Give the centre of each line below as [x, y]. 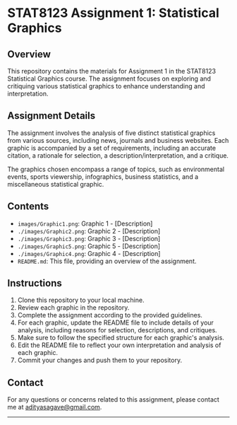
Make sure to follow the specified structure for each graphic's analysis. [121, 338]
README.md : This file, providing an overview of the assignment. [107, 261]
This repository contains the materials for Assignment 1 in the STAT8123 [112, 71]
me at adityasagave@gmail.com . [55, 407]
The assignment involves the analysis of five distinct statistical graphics [111, 133]
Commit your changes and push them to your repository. [99, 360]
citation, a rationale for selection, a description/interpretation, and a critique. [118, 155]
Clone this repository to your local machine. [81, 300]
